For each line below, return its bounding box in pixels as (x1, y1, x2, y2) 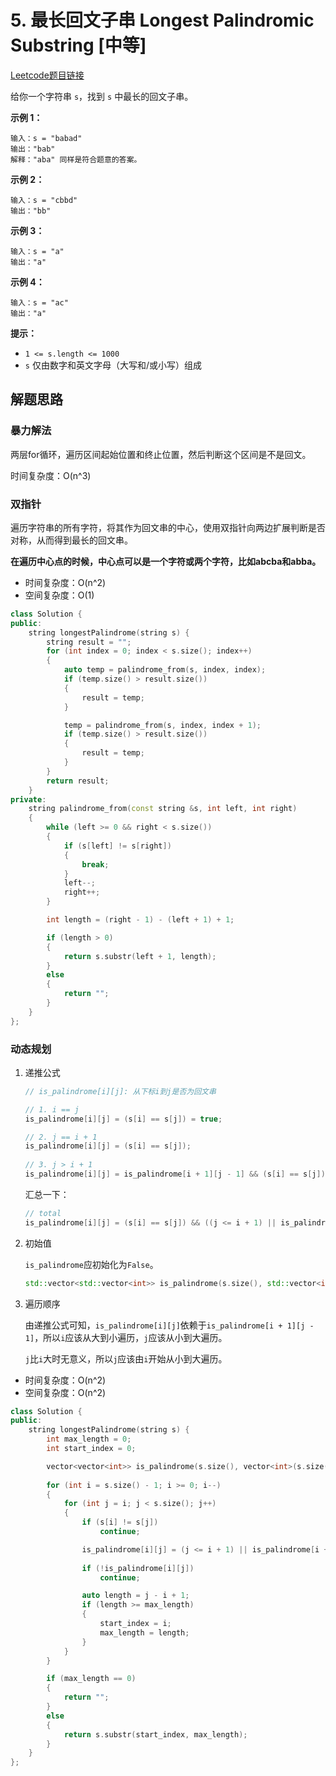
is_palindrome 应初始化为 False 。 (24, 1258, 159, 1270)
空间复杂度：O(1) (24, 589, 95, 601)
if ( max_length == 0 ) (46, 1674, 137, 1684)
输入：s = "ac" (10, 297, 69, 308)
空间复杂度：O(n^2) (24, 1386, 107, 1398)
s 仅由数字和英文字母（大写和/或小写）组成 (24, 359, 202, 371)
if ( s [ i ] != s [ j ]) (81, 1517, 159, 1528)
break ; (81, 859, 110, 870)
